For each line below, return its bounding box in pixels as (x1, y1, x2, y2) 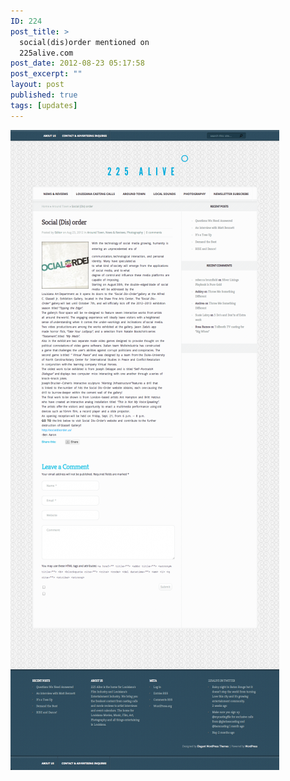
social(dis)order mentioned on (19, 37, 150, 47)
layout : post (10, 80, 65, 90)
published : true (10, 90, 78, 100)
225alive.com (19, 48, 74, 58)
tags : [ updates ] (10, 100, 78, 110)
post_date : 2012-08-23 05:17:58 (10, 58, 145, 69)
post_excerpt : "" (10, 69, 83, 79)
